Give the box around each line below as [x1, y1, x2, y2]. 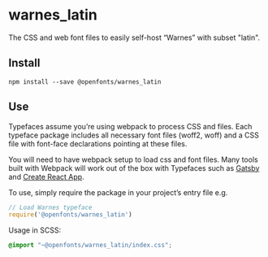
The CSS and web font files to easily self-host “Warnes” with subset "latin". [8, 33, 261, 42]
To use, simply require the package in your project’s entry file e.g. [8, 187, 228, 197]
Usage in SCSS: [8, 225, 62, 235]
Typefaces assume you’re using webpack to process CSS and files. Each [8, 121, 253, 131]
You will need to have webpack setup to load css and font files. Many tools [8, 155, 258, 164]
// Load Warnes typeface [8, 203, 93, 211]
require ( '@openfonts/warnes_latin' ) [8, 211, 132, 219]
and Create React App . [8, 172, 84, 181]
